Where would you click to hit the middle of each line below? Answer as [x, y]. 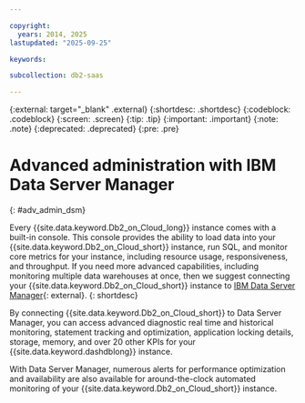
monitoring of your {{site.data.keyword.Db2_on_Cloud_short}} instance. [143, 388]
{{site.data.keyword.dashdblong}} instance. [91, 352]
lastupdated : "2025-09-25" [61, 43]
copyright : [30, 25]
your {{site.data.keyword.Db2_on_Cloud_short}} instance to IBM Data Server [152, 286]
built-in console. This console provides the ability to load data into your [142, 237]
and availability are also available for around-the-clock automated [133, 379]
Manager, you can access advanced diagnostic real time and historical [142, 323]
